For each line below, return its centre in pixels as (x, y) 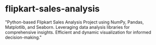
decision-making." (23, 37)
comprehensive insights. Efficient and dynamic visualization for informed (78, 32)
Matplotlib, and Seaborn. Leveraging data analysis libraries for (68, 27)
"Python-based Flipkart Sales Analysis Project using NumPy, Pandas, (74, 22)
